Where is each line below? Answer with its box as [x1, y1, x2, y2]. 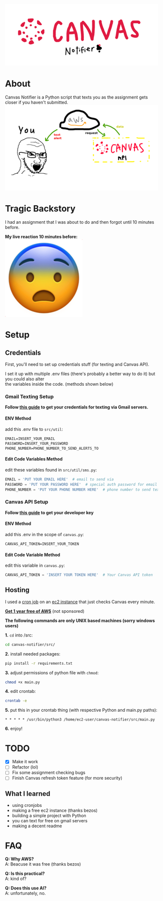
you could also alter [5, 376, 45, 382]
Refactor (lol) [12, 764, 39, 770]
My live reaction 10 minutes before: [5, 234, 78, 240]
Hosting [5, 586, 30, 594]
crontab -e [5, 698, 27, 704]
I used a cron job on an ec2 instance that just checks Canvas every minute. [5, 599, 155, 605]
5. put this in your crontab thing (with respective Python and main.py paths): [5, 707, 158, 713]
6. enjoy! [5, 726, 23, 732]
